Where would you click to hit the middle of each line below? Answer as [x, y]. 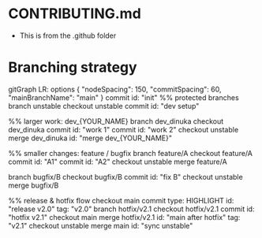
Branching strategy [73, 67]
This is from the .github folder [68, 35]
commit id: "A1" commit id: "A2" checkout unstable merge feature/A [118, 162]
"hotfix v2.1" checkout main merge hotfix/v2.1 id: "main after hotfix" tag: [124, 217]
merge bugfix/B [34, 185]
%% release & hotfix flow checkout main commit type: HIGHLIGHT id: [121, 200]
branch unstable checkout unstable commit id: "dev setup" [104, 106]
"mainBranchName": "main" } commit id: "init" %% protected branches [124, 97]
